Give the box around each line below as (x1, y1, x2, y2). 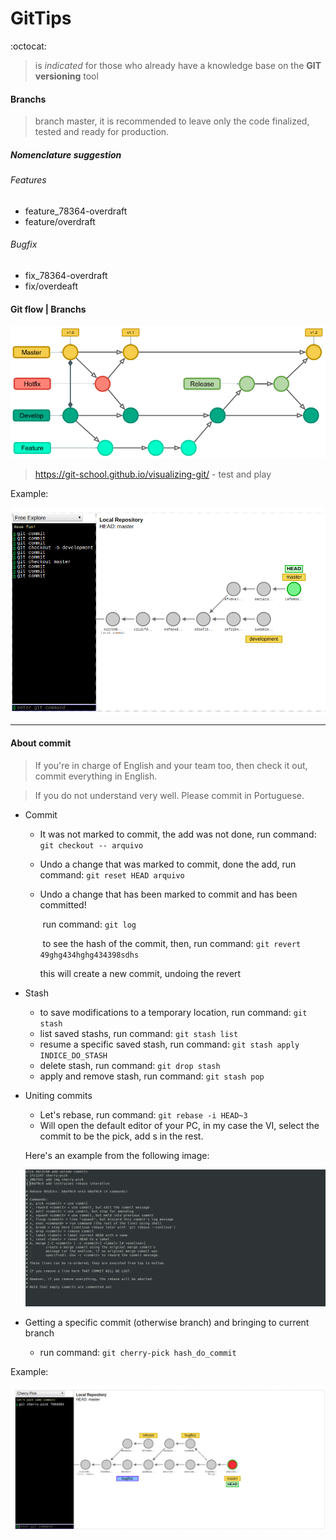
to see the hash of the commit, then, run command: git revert (42, 937, 302, 949)
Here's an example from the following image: (24, 1149, 210, 1161)
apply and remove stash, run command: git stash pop (39, 1070, 265, 1082)
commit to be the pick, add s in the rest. (39, 1130, 204, 1142)
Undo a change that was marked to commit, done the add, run (39, 858, 297, 870)
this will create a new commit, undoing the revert (39, 967, 242, 979)
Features (10, 174, 47, 186)
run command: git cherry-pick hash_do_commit (39, 1347, 237, 1359)
